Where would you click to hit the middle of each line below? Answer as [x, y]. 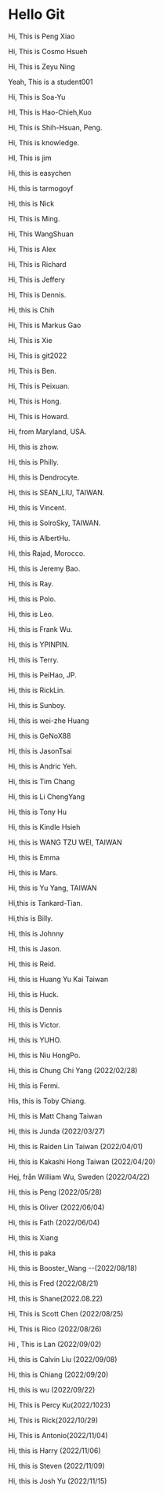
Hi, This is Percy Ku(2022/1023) [60, 1405]
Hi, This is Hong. [35, 401]
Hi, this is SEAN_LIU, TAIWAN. [56, 492]
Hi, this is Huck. [33, 994]
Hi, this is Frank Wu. [40, 629]
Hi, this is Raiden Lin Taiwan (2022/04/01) [76, 1146]
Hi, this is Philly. [33, 462]
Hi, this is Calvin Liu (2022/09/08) [63, 1359]
